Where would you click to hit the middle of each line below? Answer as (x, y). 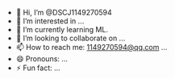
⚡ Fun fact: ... (38, 68)
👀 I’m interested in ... (50, 21)
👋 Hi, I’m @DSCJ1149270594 (64, 12)
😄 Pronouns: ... (42, 59)
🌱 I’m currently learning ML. (62, 29)
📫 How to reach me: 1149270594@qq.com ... (92, 47)
